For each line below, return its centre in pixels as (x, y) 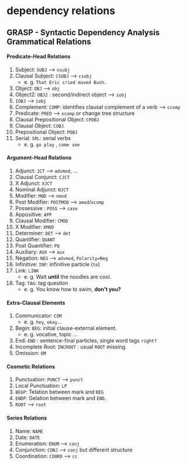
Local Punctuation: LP (41, 386)
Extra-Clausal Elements (36, 303)
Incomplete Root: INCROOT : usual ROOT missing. (71, 347)
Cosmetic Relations (31, 366)
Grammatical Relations (49, 41)
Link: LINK (27, 270)
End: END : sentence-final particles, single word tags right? (86, 341)
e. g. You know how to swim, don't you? (73, 289)
